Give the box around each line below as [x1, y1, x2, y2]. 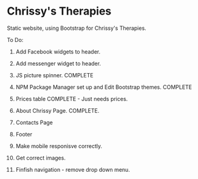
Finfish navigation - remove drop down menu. [15, 166, 130, 173]
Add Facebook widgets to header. [15, 47, 101, 55]
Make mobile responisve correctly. [15, 142, 103, 150]
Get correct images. [15, 154, 66, 161]
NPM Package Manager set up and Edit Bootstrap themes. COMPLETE [15, 83, 193, 91]
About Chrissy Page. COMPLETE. [15, 107, 100, 114]
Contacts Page [15, 119, 53, 126]
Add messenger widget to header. [15, 60, 101, 67]
